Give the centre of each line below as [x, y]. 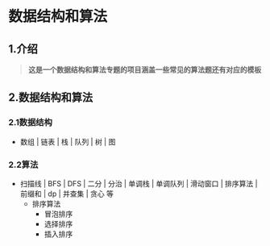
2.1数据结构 [30, 123]
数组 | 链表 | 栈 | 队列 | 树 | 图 [68, 141]
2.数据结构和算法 [51, 98]
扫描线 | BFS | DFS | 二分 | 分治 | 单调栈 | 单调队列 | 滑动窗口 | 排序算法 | [139, 183]
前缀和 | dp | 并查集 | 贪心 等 [67, 194]
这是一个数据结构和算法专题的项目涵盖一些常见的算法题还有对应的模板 [145, 70]
